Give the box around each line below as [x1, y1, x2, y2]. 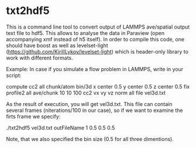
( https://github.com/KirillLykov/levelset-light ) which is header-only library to [6, 48, 189, 55]
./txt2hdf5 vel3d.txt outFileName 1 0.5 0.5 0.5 [6, 124, 115, 131]
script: [6, 72, 22, 79]
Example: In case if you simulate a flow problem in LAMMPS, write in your [6, 65, 184, 72]
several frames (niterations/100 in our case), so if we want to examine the [6, 107, 183, 114]
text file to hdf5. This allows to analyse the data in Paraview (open [6, 29, 165, 36]
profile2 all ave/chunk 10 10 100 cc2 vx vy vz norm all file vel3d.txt [6, 89, 166, 96]
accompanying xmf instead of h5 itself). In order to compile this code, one [6, 36, 185, 43]
